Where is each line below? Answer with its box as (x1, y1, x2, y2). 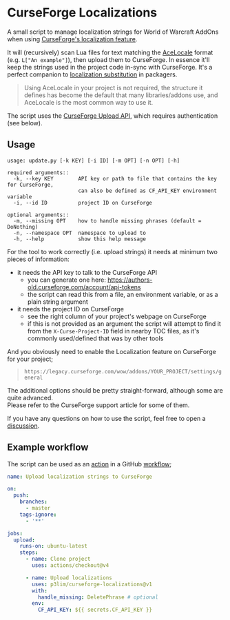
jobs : (7, 530, 23, 537)
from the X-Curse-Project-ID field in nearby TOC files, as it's (27, 327, 200, 335)
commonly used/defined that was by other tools (27, 334, 164, 342)
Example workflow (7, 442, 89, 453)
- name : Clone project (25, 556, 91, 563)
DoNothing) (7, 223, 39, 230)
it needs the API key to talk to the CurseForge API (17, 268, 158, 276)
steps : (19, 549, 39, 556)
